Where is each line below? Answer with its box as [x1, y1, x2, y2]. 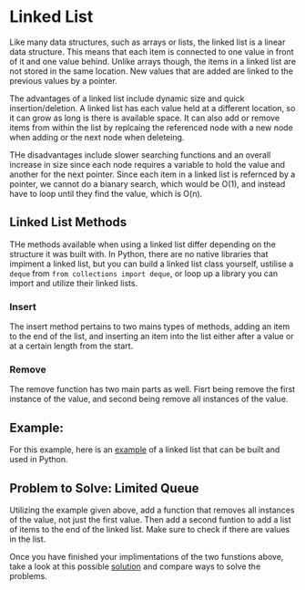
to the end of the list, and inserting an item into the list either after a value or [9, 331, 294, 342]
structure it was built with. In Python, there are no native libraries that [9, 248, 269, 259]
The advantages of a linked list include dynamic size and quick [9, 93, 245, 104]
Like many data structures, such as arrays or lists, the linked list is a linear [9, 36, 286, 47]
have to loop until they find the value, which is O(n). [9, 188, 203, 199]
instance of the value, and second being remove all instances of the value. [9, 394, 289, 405]
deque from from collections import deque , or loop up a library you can [9, 267, 279, 279]
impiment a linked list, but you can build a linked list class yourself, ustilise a [9, 258, 294, 269]
